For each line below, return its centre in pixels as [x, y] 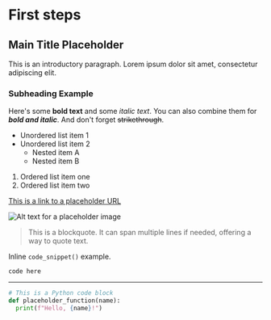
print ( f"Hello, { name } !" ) [59, 309]
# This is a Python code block [61, 293]
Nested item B [56, 161]
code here [25, 272]
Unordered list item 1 [54, 136]
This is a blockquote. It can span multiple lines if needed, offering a [140, 233]
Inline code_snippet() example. [60, 257]
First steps [45, 15]
